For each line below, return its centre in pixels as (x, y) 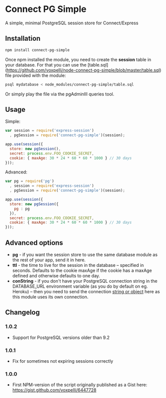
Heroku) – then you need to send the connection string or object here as (86, 291)
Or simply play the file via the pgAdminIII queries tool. (60, 94)
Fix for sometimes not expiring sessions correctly (63, 361)
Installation (23, 39)
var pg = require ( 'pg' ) (30, 181)
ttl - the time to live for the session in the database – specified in (78, 265)
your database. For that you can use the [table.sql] (57, 65)
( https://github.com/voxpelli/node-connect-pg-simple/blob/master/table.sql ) (83, 70)
